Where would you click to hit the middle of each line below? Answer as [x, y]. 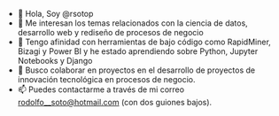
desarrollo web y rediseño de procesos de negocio [110, 32]
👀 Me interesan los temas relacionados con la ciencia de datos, [132, 23]
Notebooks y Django [55, 61]
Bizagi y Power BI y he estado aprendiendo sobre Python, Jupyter [138, 51]
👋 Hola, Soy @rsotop [55, 14]
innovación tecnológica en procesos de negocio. [107, 79]
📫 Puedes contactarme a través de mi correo [101, 89]
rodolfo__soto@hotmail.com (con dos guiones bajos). [115, 102]
